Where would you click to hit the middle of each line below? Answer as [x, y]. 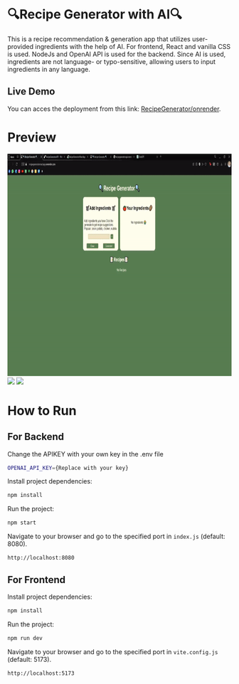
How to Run [42, 411]
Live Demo [31, 91]
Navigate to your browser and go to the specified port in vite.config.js [113, 651]
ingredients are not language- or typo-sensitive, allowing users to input [111, 61]
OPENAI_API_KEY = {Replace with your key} [68, 468]
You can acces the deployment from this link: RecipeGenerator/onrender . [114, 109]
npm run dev [25, 638]
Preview [32, 137]
